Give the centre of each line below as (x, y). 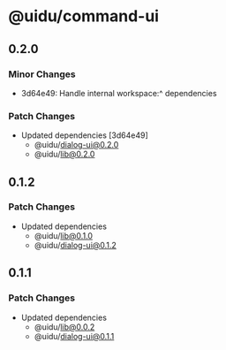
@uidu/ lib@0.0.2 (64, 327)
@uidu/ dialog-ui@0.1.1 (74, 336)
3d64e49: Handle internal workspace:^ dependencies (119, 93)
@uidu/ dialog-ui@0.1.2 (75, 245)
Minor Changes (42, 74)
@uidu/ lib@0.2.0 (64, 154)
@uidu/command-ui (84, 16)
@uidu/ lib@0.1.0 (64, 235)
